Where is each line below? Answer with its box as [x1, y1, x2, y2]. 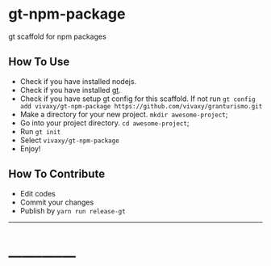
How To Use [8, 55, 70, 69]
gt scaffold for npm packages [8, 32, 106, 41]
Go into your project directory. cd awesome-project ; [19, 118, 190, 128]
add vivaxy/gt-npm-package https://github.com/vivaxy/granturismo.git [19, 102, 263, 110]
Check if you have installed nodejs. [19, 76, 137, 86]
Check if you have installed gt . [19, 85, 121, 95]
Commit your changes [19, 197, 94, 207]
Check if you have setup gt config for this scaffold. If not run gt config [19, 94, 256, 103]
